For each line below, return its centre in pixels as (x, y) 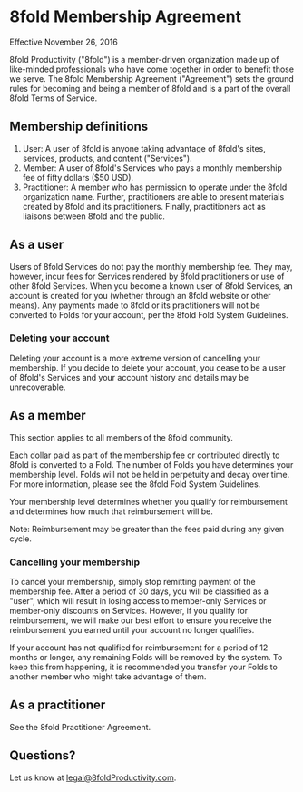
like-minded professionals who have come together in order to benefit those (152, 69)
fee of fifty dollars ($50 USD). (78, 177)
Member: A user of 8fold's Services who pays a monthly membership (152, 168)
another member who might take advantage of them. (108, 676)
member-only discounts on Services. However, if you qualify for (128, 610)
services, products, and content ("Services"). (107, 158)
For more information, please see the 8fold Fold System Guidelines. (135, 484)
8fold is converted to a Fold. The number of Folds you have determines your (151, 464)
